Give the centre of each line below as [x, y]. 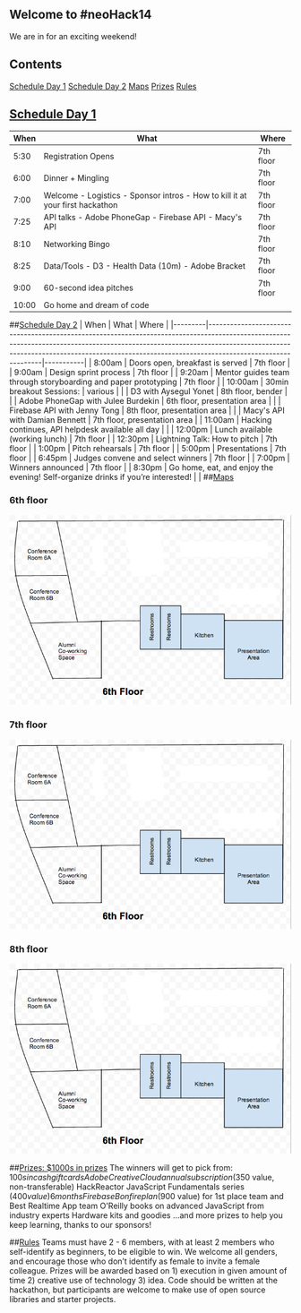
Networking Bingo [77, 244]
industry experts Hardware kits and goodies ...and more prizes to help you [146, 1215]
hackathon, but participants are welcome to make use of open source [138, 1290]
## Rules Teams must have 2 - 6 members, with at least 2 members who [142, 1242]
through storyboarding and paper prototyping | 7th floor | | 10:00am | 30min [149, 382]
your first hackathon [81, 204]
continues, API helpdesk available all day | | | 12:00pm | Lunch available [141, 430]
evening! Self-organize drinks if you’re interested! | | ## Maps [122, 477]
